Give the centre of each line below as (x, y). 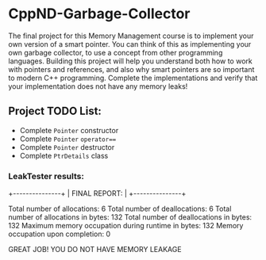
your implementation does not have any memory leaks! (98, 86)
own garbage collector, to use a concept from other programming (116, 52)
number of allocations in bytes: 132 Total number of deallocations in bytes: (130, 217)
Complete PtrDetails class (64, 155)
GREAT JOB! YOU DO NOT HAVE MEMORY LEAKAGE (95, 250)
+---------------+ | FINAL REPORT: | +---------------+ (97, 193)
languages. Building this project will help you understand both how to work (130, 61)
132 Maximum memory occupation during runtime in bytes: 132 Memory (126, 226)
